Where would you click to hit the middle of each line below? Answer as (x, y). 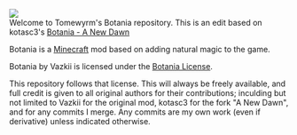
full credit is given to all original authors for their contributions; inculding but (148, 93)
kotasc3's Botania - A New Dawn (70, 32)
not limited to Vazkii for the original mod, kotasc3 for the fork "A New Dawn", (149, 103)
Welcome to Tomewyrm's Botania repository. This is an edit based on (136, 23)
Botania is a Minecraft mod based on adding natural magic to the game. (140, 49)
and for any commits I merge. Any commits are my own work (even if (135, 112)
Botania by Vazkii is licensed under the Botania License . (111, 66)
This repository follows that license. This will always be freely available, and (148, 83)
